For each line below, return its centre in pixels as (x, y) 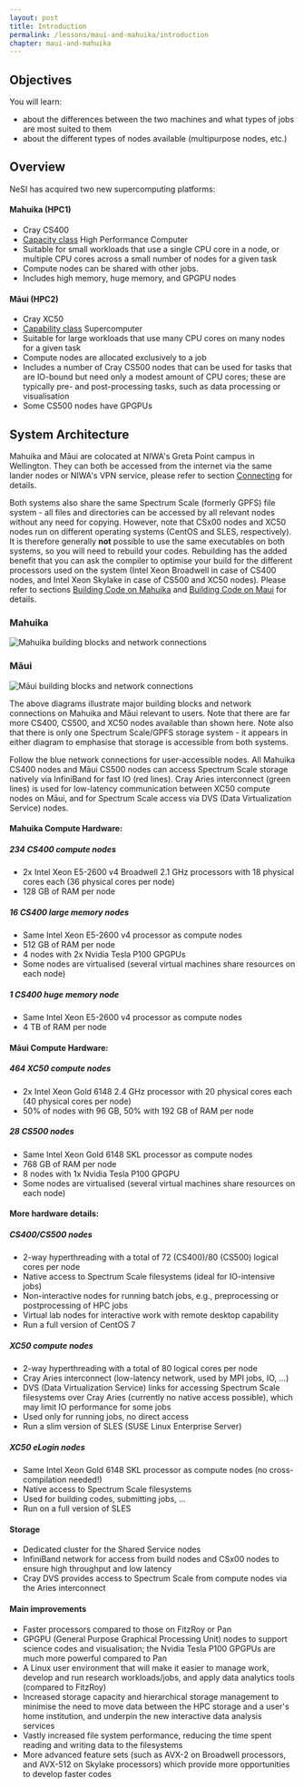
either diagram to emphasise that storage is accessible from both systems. (149, 742)
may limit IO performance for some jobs (97, 1407)
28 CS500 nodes (42, 1132)
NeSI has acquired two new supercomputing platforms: (113, 189)
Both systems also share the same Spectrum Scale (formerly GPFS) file (142, 503)
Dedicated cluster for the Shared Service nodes (112, 1549)
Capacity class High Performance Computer (105, 240)
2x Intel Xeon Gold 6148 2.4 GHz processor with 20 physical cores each (157, 1091)
